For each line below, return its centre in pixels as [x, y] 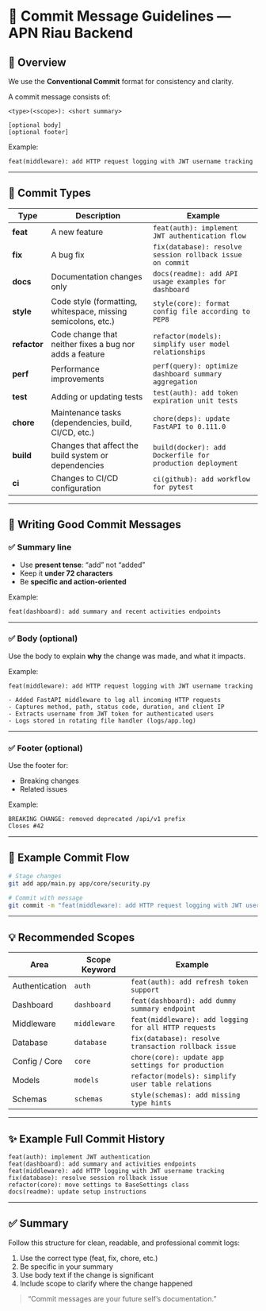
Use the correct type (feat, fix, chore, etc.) [89, 1258]
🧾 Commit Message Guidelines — [120, 16]
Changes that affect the [95, 445]
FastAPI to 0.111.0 [190, 426]
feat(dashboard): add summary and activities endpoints [102, 1164]
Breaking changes [49, 781]
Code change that [84, 334]
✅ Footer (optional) [46, 748]
